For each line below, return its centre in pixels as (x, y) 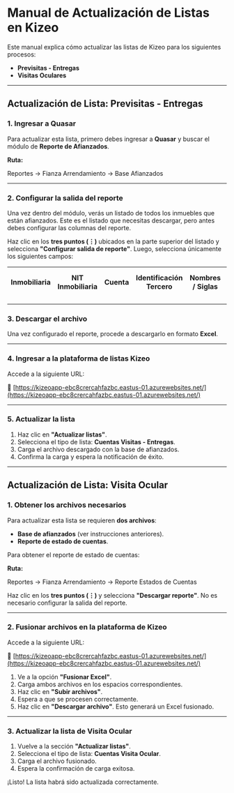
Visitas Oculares (42, 75)
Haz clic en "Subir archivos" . (60, 691)
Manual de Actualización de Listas (109, 13)
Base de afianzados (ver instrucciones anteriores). (91, 534)
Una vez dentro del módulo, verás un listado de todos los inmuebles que (111, 213)
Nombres (205, 278)
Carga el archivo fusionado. (57, 761)
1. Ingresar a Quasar (42, 123)
